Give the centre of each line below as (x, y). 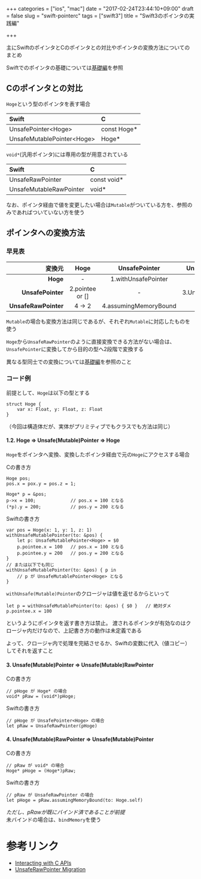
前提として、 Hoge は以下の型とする (48, 393)
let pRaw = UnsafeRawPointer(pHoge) (52, 726)
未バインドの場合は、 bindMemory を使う (54, 820)
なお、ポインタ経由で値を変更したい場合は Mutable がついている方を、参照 (97, 205)
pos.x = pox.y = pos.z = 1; (41, 484)
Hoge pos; (19, 478)
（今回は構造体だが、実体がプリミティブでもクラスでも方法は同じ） (90, 426)
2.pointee (83, 288)
